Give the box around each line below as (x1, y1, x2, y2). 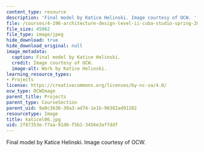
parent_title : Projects (6, 94, 67, 100)
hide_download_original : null (6, 43, 83, 49)
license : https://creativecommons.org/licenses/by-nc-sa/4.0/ (6, 83, 167, 89)
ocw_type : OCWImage (6, 88, 56, 94)
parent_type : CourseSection (6, 99, 78, 105)
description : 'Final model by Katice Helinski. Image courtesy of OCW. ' (6, 15, 197, 21)
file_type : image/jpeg (6, 32, 64, 38)
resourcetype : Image (6, 111, 59, 117)
